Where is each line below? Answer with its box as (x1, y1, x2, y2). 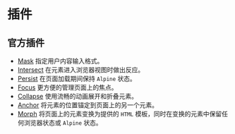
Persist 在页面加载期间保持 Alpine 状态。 (17, 75, 136, 83)
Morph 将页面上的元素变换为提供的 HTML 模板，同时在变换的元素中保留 (17, 110, 222, 118)
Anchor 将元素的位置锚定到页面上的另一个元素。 (17, 101, 159, 109)
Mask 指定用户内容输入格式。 (17, 57, 104, 65)
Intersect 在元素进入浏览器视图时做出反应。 (17, 66, 145, 74)
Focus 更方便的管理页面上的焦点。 (17, 83, 118, 92)
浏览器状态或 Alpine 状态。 (23, 118, 102, 127)
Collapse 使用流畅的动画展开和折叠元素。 (17, 92, 138, 100)
